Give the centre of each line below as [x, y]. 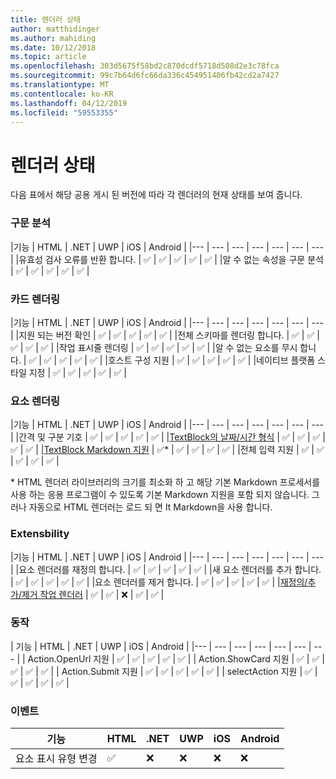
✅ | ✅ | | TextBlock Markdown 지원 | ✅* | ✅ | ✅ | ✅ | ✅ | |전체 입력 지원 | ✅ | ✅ [167, 450]
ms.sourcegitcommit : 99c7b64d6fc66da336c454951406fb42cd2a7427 [145, 76]
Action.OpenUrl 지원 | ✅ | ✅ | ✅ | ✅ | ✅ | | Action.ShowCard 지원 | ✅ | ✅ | [176, 658]
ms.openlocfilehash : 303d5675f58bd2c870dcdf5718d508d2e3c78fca [145, 66]
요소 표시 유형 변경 [56, 759]
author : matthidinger [55, 29]
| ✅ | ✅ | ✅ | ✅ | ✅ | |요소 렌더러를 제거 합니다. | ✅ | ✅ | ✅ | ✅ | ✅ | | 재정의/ [159, 582]
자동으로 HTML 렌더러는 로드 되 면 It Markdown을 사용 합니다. [150, 507]
